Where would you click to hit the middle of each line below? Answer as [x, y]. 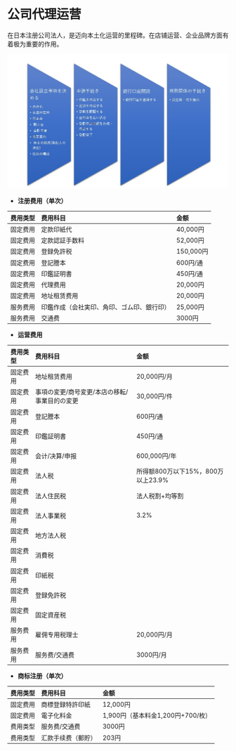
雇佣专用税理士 [57, 635]
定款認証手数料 [63, 240]
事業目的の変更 [57, 400]
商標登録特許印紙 [66, 704]
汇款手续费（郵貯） [69, 738]
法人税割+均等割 [160, 495]
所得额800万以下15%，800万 [180, 471]
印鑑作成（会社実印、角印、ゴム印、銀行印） [106, 307]
